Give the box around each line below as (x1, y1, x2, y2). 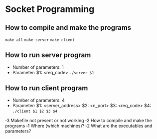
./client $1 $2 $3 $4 (12, 109, 57, 114)
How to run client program (5, 84, 88, 93)
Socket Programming (5, 3, 95, 15)
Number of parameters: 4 (12, 97, 65, 103)
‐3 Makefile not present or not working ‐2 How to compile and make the (5, 117, 152, 123)
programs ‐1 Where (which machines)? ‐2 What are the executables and (5, 123, 153, 129)
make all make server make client (5, 37, 75, 42)
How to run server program (5, 51, 91, 59)
